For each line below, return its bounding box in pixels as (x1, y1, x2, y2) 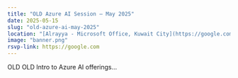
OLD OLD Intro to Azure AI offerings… (7, 63, 118, 71)
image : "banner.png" (7, 37, 69, 44)
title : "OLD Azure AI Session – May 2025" (7, 10, 135, 18)
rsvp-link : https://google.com (7, 43, 100, 50)
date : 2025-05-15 (7, 17, 59, 24)
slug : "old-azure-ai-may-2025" (7, 23, 100, 30)
